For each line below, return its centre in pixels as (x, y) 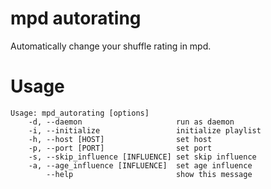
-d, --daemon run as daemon (131, 122)
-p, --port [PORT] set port (120, 148)
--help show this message (149, 174)
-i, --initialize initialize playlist (145, 130)
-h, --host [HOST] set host (120, 139)
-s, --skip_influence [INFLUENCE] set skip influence (142, 157)
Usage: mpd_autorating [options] (80, 113)
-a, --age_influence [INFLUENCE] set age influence (140, 165)
